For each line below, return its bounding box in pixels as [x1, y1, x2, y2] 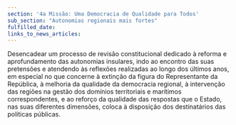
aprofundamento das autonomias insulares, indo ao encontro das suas [7, 58, 215, 66]
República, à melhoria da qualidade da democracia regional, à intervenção [7, 80, 226, 89]
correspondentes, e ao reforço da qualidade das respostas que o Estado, [7, 95, 222, 104]
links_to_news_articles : [7, 30, 81, 38]
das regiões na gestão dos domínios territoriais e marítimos [7, 87, 182, 96]
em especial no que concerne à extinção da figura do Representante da [7, 72, 218, 81]
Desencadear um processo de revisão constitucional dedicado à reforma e [7, 50, 227, 58]
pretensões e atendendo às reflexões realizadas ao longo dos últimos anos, [7, 65, 230, 73]
